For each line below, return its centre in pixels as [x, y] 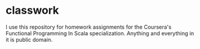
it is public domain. [29, 39]
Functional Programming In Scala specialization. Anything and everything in [100, 33]
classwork [32, 10]
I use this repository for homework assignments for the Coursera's [89, 27]
